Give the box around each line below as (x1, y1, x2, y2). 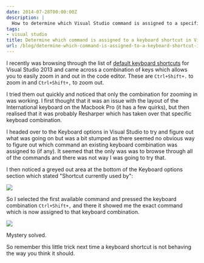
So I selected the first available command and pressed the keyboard (6, 195, 177, 202)
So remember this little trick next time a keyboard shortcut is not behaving (6, 243, 192, 250)
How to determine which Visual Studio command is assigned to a (12, 20, 178, 26)
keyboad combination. (6, 116, 63, 123)
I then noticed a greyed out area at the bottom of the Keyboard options (6, 165, 183, 173)
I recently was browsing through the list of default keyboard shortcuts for (6, 59, 189, 67)
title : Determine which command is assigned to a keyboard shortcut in (6, 37, 191, 43)
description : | (6, 15, 45, 21)
